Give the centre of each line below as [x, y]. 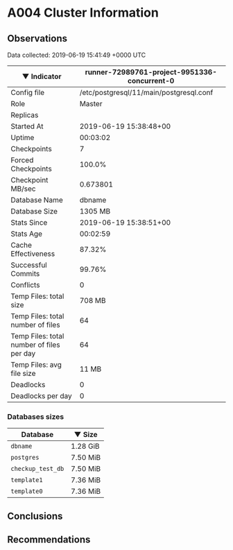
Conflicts [25, 285]
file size [23, 373]
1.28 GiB [85, 447]
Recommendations [49, 540]
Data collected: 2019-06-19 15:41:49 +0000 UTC [77, 55]
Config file [28, 93]
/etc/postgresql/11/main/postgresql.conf [146, 93]
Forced [22, 160]
